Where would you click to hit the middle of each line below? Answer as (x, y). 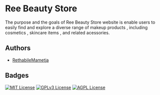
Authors (18, 48)
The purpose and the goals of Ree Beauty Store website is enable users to (80, 22)
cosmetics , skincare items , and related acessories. (57, 32)
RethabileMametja (30, 60)
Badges (17, 76)
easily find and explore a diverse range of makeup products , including (77, 27)
